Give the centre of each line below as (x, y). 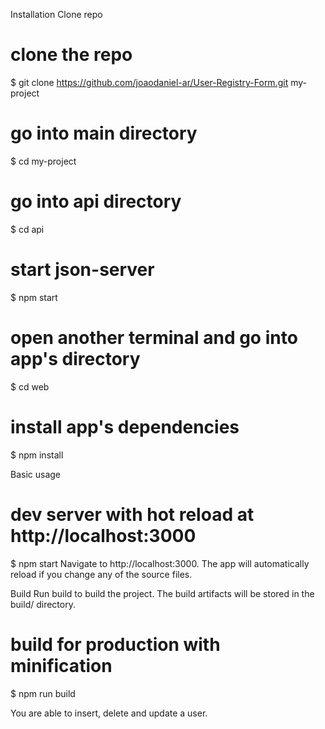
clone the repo (71, 55)
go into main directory (104, 133)
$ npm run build (43, 693)
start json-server (82, 270)
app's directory (75, 358)
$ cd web (30, 386)
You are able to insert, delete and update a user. (109, 713)
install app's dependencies (125, 426)
